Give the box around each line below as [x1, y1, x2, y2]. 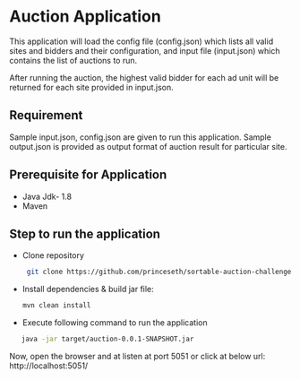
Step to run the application [9, 226, 161, 241]
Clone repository [21, 250, 85, 261]
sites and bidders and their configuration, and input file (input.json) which [9, 45, 280, 56]
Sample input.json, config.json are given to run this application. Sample [9, 132, 271, 142]
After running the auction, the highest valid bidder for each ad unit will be [9, 72, 279, 82]
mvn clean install [21, 301, 91, 310]
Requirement [9, 108, 83, 123]
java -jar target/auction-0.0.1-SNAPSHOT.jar [21, 334, 194, 344]
